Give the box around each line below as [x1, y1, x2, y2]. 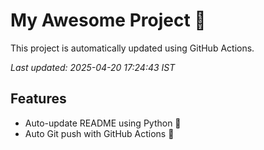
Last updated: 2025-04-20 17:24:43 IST [10, 61, 176, 73]
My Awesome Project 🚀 [10, 9, 207, 32]
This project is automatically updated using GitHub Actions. [10, 42, 255, 54]
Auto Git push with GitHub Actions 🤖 [24, 127, 175, 139]
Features [10, 90, 67, 108]
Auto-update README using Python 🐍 [24, 117, 182, 129]
